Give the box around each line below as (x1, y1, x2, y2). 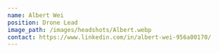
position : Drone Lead (7, 19, 78, 26)
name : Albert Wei (7, 11, 64, 19)
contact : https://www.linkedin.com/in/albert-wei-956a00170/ (7, 33, 212, 41)
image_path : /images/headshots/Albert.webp (7, 26, 152, 34)
